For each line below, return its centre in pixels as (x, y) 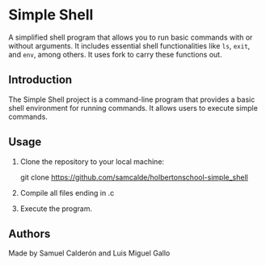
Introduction (40, 80)
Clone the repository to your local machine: (92, 161)
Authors (30, 233)
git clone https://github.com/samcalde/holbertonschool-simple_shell (134, 177)
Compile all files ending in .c (67, 192)
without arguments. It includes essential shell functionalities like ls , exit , (129, 45)
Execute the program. (56, 209)
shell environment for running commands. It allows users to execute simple (133, 108)
